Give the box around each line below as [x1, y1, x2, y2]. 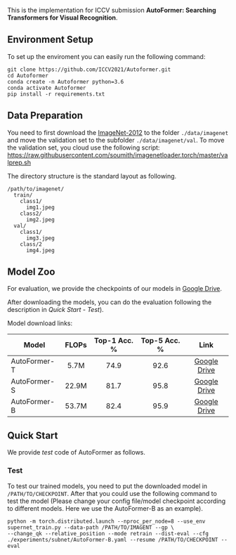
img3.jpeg [25, 235, 55, 242]
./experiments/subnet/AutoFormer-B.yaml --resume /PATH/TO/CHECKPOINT [7, 536, 218, 543]
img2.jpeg [25, 216, 55, 223]
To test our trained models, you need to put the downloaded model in [7, 481, 208, 490]
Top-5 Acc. [140, 336, 181, 346]
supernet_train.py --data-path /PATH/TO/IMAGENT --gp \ [7, 523, 174, 531]
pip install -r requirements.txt [7, 91, 105, 98]
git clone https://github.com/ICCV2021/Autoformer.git [7, 66, 171, 73]
